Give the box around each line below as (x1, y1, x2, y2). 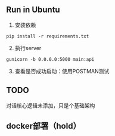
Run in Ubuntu (6, 5, 61, 15)
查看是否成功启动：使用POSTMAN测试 (14, 67, 110, 75)
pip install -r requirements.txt (6, 33, 89, 39)
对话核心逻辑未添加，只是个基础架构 (6, 101, 95, 109)
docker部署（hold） (6, 121, 82, 131)
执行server (14, 44, 42, 51)
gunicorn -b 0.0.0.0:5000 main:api (6, 56, 95, 62)
